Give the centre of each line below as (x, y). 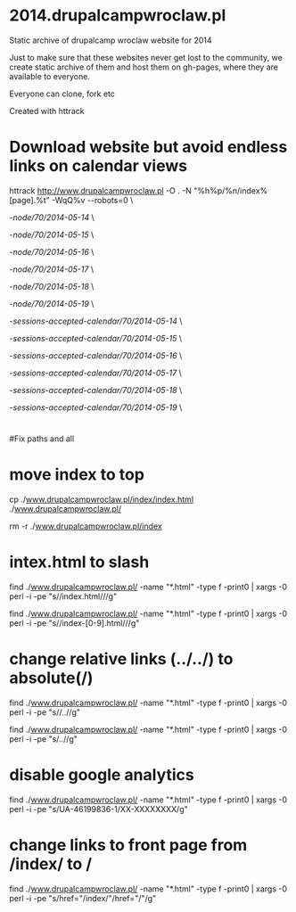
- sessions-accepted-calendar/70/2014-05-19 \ (96, 407)
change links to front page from (128, 845)
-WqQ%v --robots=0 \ (93, 200)
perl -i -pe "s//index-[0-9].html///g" (74, 623)
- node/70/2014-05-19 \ (52, 303)
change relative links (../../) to (121, 659)
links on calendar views (99, 166)
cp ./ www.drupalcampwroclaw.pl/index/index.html (102, 499)
